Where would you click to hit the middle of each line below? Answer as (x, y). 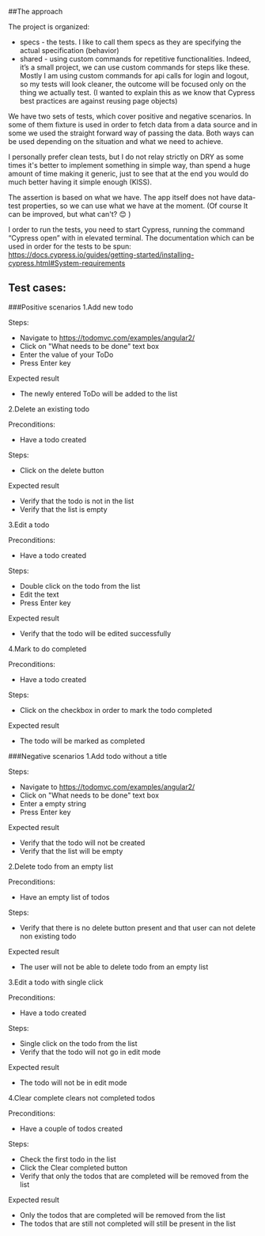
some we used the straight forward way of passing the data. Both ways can (131, 133)
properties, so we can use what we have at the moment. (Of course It (135, 206)
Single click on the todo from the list (78, 1043)
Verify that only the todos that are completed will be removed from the (134, 1176)
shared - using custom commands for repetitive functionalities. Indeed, (135, 59)
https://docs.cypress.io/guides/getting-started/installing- (101, 255)
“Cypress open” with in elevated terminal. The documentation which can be (131, 238)
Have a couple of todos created (71, 1128)
